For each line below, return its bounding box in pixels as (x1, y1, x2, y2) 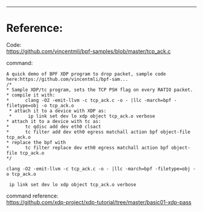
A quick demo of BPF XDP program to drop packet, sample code (6, 70, 166, 77)
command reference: (6, 192, 59, 199)
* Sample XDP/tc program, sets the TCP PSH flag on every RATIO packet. (6, 87, 193, 93)
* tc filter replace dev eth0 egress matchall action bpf (6, 145, 169, 151)
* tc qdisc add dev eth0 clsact (6, 123, 101, 129)
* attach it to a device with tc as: (6, 118, 101, 124)
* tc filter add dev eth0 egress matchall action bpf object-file (6, 129, 190, 135)
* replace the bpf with (6, 139, 66, 145)
